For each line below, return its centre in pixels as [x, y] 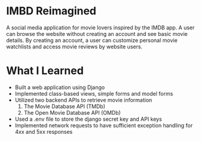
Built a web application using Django [60, 87]
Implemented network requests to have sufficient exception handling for [104, 125]
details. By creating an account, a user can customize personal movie [92, 40]
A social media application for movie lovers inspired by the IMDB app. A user [100, 27]
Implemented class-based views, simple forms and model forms [94, 93]
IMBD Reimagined [51, 11]
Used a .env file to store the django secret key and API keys [89, 119]
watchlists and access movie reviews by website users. [74, 47]
